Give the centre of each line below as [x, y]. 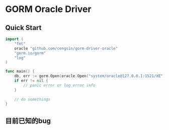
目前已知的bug [28, 121]
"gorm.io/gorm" [30, 53]
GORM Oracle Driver [48, 9]
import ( [14, 39]
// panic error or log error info [59, 85]
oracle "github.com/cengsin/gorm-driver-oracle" [66, 48]
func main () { [20, 71]
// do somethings [32, 99]
